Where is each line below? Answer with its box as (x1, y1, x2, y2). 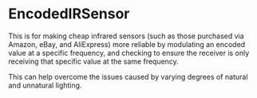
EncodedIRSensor (8, 5, 130, 23)
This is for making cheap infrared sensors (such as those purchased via (8, 31, 245, 41)
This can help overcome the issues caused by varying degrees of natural (8, 72, 248, 81)
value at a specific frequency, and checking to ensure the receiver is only (8, 48, 250, 57)
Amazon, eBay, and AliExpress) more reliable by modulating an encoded (8, 39, 246, 49)
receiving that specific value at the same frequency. (8, 57, 180, 66)
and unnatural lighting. (8, 80, 82, 90)
